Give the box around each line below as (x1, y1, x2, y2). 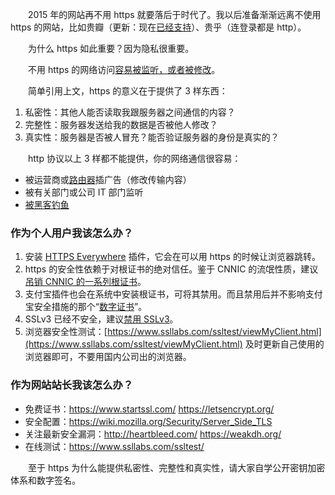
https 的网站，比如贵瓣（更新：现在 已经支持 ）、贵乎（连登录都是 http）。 (10, 21, 307, 33)
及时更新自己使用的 (244, 338, 325, 350)
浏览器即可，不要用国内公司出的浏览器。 (24, 351, 192, 363)
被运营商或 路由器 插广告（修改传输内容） (24, 174, 192, 185)
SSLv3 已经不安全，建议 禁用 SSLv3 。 (24, 313, 179, 325)
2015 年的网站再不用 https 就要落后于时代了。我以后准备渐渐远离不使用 (27, 9, 322, 20)
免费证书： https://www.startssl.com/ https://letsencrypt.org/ (24, 403, 275, 415)
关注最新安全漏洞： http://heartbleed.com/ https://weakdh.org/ (24, 428, 282, 440)
